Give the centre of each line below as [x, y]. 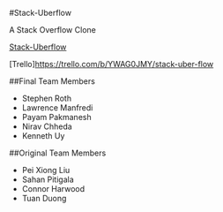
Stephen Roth [47, 98]
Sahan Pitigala [48, 179]
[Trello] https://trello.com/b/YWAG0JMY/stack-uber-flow [111, 64]
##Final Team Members [52, 81]
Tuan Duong [44, 198]
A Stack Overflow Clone [53, 30]
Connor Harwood [53, 189]
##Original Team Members [58, 153]
